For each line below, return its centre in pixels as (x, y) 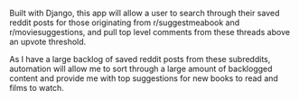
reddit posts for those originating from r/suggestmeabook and (125, 23)
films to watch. (37, 88)
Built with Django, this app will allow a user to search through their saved (145, 13)
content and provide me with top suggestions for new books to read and (144, 78)
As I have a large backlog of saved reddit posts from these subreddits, (140, 59)
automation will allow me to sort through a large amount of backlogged (141, 68)
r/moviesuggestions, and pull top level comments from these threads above (150, 32)
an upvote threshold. (48, 41)
